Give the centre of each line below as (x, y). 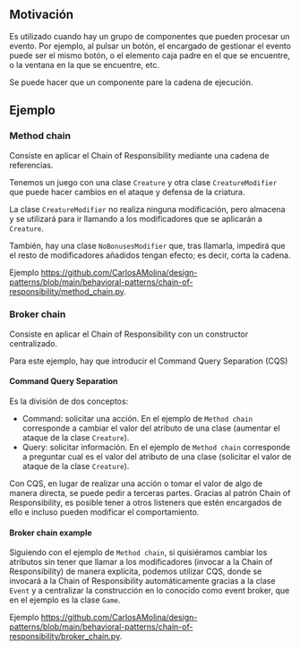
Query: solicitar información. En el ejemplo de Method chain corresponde (156, 447)
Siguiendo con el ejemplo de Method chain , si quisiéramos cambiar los (138, 552)
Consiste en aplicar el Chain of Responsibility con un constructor (129, 334)
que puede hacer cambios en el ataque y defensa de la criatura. (127, 192)
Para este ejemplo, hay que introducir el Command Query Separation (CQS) (149, 361)
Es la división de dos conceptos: (69, 401)
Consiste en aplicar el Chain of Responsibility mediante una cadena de (140, 155)
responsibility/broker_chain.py (64, 637)
